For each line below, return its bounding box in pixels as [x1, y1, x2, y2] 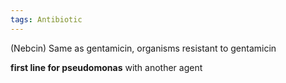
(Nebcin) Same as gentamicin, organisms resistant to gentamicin [10, 42, 277, 54]
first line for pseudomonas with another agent [10, 61, 203, 73]
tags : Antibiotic [10, 14, 83, 25]
